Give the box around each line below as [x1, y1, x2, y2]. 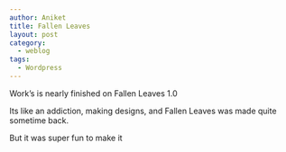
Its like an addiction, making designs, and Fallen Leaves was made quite [9, 105, 277, 116]
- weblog [17, 47, 51, 56]
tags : [9, 55, 30, 64]
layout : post [9, 30, 59, 39]
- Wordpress [17, 64, 63, 73]
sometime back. [9, 114, 69, 126]
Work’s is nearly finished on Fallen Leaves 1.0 [9, 87, 178, 99]
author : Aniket [9, 13, 67, 22]
